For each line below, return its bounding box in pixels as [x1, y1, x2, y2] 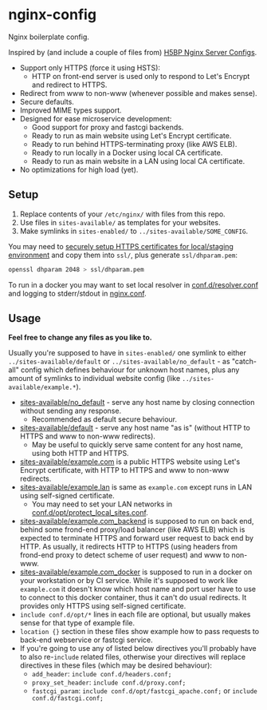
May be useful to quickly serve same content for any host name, [31, 440, 243, 450]
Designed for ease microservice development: [19, 113, 172, 123]
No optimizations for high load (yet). [19, 165, 139, 174]
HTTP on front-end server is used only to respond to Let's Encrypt [31, 71, 250, 81]
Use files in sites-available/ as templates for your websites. [19, 217, 221, 227]
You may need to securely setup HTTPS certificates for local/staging [8, 241, 234, 251]
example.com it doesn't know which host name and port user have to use [19, 585, 257, 594]
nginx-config [8, 6, 97, 24]
